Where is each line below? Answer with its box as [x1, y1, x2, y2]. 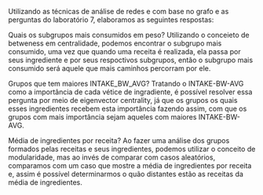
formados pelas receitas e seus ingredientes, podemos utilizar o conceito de [8, 145, 256, 153]
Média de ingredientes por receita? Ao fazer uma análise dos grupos [8, 136, 230, 145]
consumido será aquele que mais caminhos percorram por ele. [8, 64, 211, 73]
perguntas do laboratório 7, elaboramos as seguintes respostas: [8, 15, 214, 24]
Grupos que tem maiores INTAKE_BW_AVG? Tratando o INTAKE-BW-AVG [8, 79, 244, 88]
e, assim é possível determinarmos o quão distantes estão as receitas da [8, 169, 243, 178]
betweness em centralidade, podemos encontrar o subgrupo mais [8, 39, 222, 48]
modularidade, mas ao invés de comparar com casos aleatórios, [8, 153, 216, 162]
